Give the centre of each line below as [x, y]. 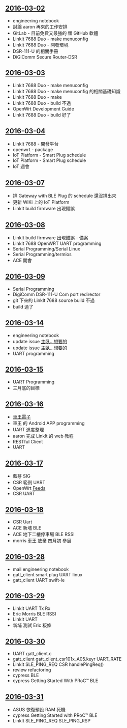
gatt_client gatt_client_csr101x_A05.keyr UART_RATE [67, 659]
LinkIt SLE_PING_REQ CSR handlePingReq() [58, 664]
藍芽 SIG [21, 476]
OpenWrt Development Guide [43, 108]
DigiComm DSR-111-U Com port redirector [56, 294]
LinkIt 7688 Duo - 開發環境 [40, 45]
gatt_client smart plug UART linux [47, 574]
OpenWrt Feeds [29, 488]
